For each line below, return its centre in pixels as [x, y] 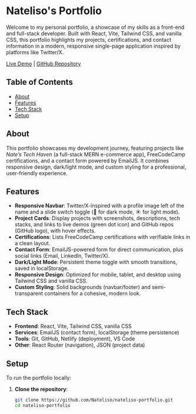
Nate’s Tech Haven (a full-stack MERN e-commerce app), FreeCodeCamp [96, 154]
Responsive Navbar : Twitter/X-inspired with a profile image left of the [99, 206]
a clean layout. [32, 244]
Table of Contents [40, 82]
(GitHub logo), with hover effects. [55, 231]
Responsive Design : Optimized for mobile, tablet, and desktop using [98, 275]
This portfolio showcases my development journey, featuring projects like [95, 148]
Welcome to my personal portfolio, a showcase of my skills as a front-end [95, 27]
